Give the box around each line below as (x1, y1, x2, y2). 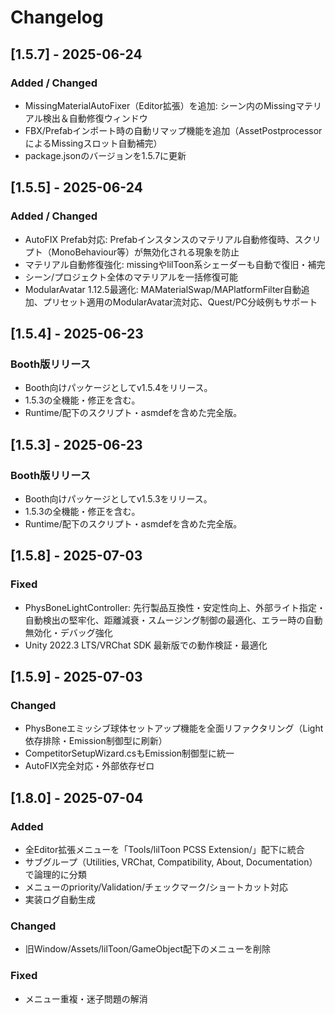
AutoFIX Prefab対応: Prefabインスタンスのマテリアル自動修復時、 (24, 233, 295, 245)
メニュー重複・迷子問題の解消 (24, 992, 148, 1005)
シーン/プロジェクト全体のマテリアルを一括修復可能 (24, 271, 239, 283)
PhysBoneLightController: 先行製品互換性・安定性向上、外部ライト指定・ (24, 601, 326, 613)
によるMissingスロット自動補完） (24, 137, 163, 149)
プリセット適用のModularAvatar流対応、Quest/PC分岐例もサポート (42, 296, 318, 308)
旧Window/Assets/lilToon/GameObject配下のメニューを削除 (24, 943, 271, 955)
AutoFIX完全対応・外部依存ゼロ (24, 760, 155, 772)
